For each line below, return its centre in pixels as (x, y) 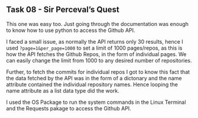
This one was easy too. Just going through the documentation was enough (98, 24)
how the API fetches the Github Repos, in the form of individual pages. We (96, 54)
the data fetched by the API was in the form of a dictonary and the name (94, 78)
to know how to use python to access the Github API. (71, 30)
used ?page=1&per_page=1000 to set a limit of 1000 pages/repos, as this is (94, 48)
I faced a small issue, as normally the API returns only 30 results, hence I (95, 41)
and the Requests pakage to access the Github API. (69, 108)
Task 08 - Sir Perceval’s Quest (63, 10)
